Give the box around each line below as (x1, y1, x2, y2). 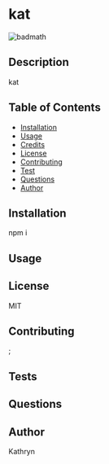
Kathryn (8, 446, 35, 456)
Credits (20, 139, 46, 149)
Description (8, 55, 69, 69)
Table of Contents (8, 101, 102, 115)
